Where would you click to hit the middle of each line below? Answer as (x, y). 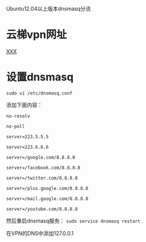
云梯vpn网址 (36, 35)
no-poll (16, 126)
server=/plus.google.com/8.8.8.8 (47, 188)
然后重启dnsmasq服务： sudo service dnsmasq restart (73, 221)
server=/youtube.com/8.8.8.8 (42, 209)
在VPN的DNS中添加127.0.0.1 (40, 233)
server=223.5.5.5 (27, 137)
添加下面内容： (24, 104)
